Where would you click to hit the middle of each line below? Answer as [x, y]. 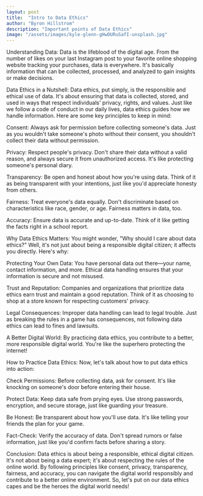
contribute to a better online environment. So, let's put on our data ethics [98, 480]
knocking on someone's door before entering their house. [79, 387]
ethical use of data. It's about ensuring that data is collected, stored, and [98, 96]
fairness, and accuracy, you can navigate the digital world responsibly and [100, 473]
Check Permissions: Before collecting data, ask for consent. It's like [91, 381]
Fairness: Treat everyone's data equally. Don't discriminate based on [92, 202]
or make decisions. [30, 78]
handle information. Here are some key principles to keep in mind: [89, 116]
